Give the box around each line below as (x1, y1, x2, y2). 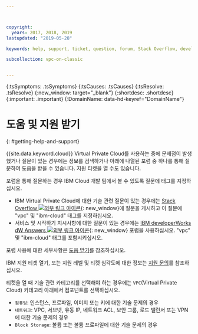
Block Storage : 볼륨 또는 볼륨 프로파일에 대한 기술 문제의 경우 (14, 321, 158, 328)
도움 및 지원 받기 (6, 118, 81, 132)
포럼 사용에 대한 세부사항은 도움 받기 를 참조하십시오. (6, 247, 126, 254)
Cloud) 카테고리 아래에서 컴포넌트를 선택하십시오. (6, 287, 120, 294)
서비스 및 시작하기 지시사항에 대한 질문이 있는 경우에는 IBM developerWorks (14, 220, 192, 227)
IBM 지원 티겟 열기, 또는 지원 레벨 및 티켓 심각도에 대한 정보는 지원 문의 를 (6, 259, 174, 266)
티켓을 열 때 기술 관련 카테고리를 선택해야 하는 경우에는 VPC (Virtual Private (6, 279, 177, 286)
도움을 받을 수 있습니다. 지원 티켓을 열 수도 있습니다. (21, 165, 141, 172)
